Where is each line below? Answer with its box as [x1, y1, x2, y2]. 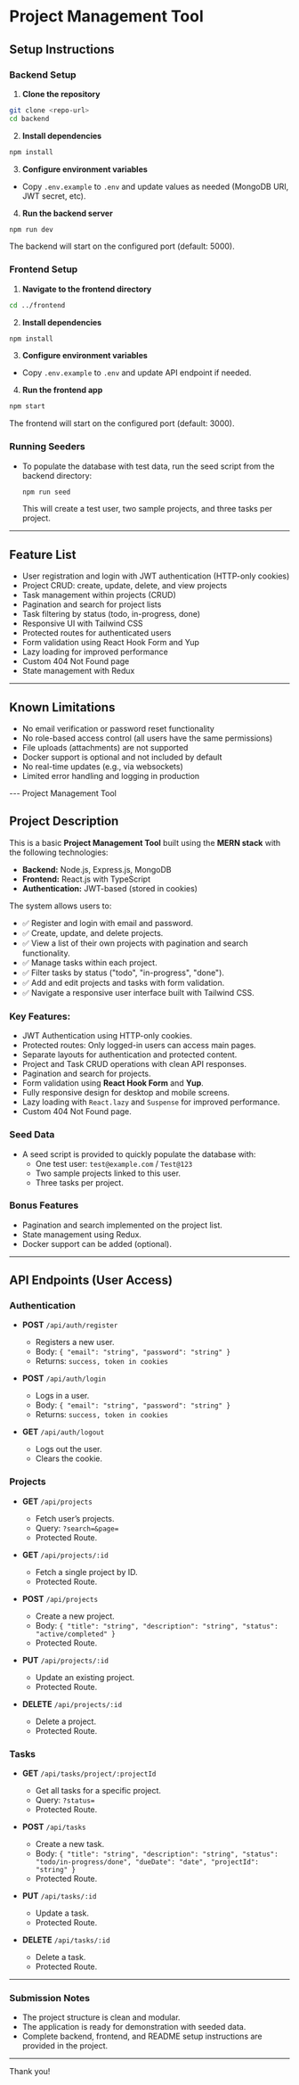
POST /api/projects [21, 1593, 99, 1604]
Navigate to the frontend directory [21, 283, 152, 294]
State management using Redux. [21, 1228, 142, 1240]
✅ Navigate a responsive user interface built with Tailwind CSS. [21, 987, 255, 997]
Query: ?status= [35, 1794, 95, 1806]
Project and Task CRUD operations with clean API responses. [21, 1059, 247, 1070]
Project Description [9, 814, 119, 829]
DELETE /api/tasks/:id [21, 1934, 110, 1945]
